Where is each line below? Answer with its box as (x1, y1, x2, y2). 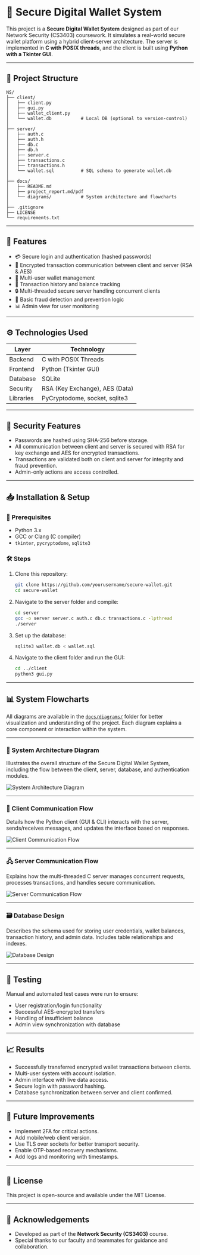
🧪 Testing (6, 974, 42, 984)
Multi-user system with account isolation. (14, 1069, 117, 1077)
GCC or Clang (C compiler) (14, 533, 82, 540)
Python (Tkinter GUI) (41, 365, 100, 373)
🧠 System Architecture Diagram (6, 746, 99, 754)
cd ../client (14, 665, 48, 671)
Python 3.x (14, 526, 42, 533)
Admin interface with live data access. (14, 1076, 109, 1083)
